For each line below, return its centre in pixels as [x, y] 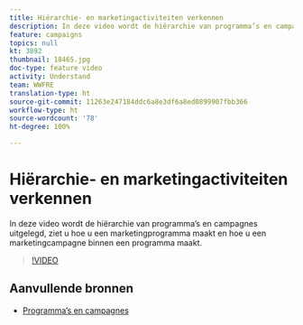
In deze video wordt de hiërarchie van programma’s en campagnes [134, 223]
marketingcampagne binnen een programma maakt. [106, 242]
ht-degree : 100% [40, 127]
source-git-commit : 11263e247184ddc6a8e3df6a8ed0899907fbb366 [129, 102]
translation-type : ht [50, 93]
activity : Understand [50, 77]
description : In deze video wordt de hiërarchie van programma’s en [141, 26]
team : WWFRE [32, 85]
